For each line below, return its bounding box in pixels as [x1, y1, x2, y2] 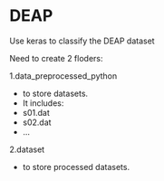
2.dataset [9, 144, 45, 155]
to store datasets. [22, 88, 89, 99]
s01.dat [22, 107, 50, 118]
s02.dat [22, 117, 52, 128]
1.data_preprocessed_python [9, 70, 118, 81]
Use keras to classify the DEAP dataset [9, 35, 156, 46]
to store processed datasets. [22, 161, 130, 172]
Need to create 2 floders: [9, 52, 103, 63]
